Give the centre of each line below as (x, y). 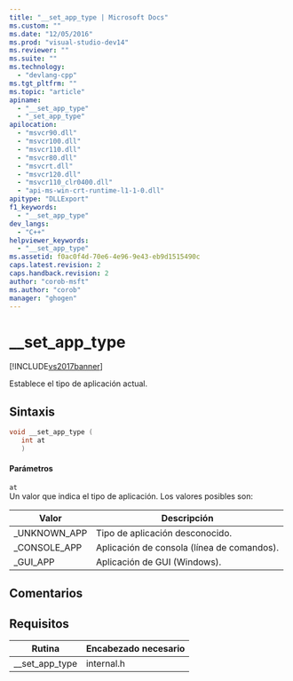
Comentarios (46, 594)
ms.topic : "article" (48, 91)
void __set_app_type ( (51, 432)
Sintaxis (32, 412)
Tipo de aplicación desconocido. (164, 533)
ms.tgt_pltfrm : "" (43, 83)
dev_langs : (29, 224)
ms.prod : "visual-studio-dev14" (69, 42)
